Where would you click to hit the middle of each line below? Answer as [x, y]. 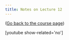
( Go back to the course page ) [35, 23]
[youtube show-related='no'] [34, 32]
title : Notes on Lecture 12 [34, 9]
